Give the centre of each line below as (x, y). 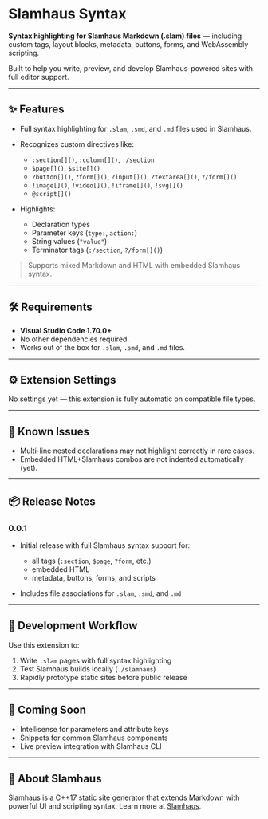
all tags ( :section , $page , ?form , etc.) (91, 561)
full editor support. (39, 77)
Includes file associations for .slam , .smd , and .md (100, 593)
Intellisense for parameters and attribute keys (94, 729)
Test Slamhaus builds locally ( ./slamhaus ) (88, 669)
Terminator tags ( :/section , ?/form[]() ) (97, 250)
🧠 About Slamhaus (55, 778)
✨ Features (36, 110)
